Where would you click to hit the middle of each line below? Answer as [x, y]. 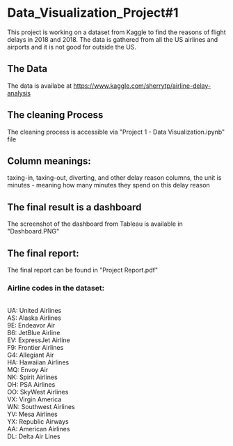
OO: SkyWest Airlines [38, 392]
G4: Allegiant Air [31, 355]
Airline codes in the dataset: [56, 288]
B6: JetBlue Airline [34, 333]
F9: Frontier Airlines [35, 348]
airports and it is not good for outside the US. [72, 47]
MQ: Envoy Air [28, 370]
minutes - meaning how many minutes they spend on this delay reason [109, 185]
